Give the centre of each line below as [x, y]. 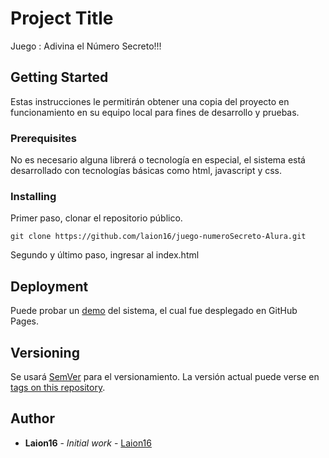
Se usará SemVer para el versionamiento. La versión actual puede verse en [165, 376]
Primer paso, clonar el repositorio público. [96, 218]
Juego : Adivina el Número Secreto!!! [86, 46]
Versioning [45, 352]
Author [32, 418]
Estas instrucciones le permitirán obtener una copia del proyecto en [150, 101]
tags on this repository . [58, 387]
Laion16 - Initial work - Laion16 [88, 443]
